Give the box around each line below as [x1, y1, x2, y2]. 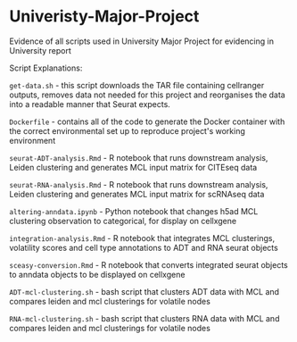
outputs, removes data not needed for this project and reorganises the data [9, 89, 285, 100]
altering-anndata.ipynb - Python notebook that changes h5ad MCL [9, 205, 259, 216]
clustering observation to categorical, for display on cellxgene [9, 215, 237, 226]
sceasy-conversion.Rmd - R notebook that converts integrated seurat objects [9, 259, 288, 270]
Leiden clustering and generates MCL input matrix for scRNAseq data [9, 188, 265, 199]
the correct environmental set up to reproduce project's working [9, 125, 245, 136]
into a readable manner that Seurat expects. [9, 98, 171, 109]
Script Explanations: [9, 63, 83, 73]
